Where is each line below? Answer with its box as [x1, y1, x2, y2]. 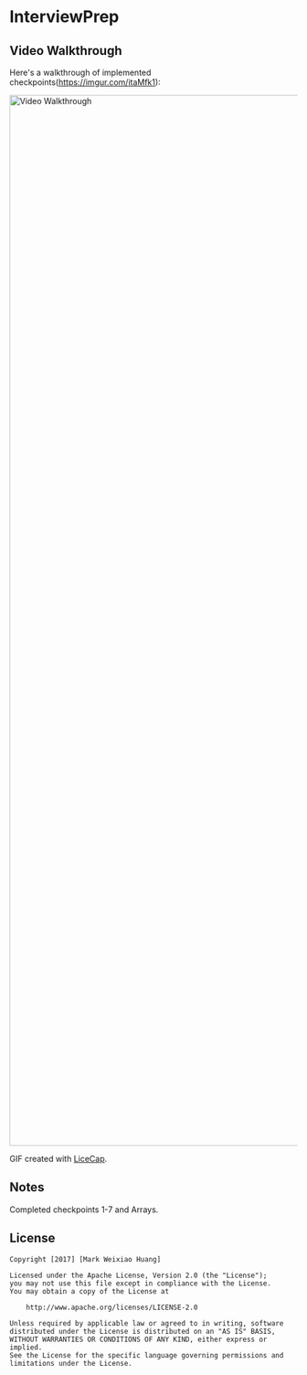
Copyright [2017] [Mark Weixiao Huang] [9, 1254, 162, 1263]
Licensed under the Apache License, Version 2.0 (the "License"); [9, 1271, 268, 1280]
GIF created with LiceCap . [9, 1154, 108, 1164]
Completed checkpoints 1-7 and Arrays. [9, 1204, 159, 1215]
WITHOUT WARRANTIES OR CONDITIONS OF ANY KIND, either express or [9, 1335, 268, 1344]
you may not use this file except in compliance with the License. [9, 1278, 272, 1288]
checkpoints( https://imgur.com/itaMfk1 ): [9, 77, 162, 88]
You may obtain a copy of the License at [9, 1286, 170, 1295]
